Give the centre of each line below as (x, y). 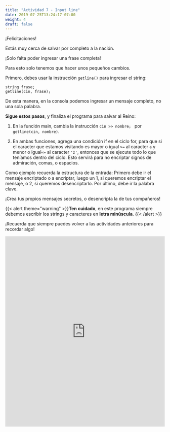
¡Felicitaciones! (21, 39)
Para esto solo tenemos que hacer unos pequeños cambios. (68, 68)
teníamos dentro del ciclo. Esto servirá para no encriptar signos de (82, 157)
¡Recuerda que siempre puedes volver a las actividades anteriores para (79, 224)
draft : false (19, 24)
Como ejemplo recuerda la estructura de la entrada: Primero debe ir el (78, 173)
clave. (11, 189)
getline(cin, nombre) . (36, 131)
